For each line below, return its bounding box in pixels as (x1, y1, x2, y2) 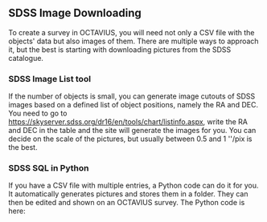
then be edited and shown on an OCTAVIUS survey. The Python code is (8, 198, 245, 208)
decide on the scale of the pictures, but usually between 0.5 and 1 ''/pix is (8, 134, 253, 143)
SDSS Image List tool (8, 73, 91, 84)
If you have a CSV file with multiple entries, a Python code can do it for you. (8, 180, 259, 191)
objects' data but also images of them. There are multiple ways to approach (8, 36, 259, 46)
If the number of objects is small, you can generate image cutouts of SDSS (8, 91, 256, 101)
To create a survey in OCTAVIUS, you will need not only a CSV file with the (8, 27, 255, 37)
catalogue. (8, 53, 44, 63)
